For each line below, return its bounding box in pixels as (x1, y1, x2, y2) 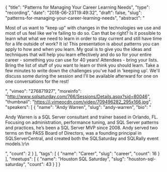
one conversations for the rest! (5, 78, 69, 84)
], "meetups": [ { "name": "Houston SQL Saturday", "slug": (5, 156, 126, 162)
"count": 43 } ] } (27, 161, 61, 167)
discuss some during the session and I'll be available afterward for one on (5, 73, 158, 79)
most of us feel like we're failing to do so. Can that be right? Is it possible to (5, 30, 161, 36)
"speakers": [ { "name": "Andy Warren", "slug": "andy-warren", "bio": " (5, 104, 151, 110)
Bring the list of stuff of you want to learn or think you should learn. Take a (5, 63, 159, 68)
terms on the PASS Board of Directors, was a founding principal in (5, 130, 142, 136)
